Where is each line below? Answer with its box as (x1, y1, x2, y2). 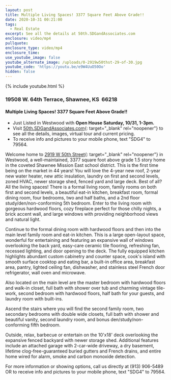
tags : (5, 21, 17, 27)
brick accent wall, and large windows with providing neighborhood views (5, 211, 159, 217)
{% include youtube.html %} (5, 83, 65, 89)
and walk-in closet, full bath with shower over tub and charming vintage (5, 285, 156, 291)
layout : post (5, 7, 33, 13)
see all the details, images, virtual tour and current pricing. (12, 131, 135, 137)
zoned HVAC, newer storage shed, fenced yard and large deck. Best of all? (5, 179, 162, 185)
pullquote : (5, 41, 28, 46)
